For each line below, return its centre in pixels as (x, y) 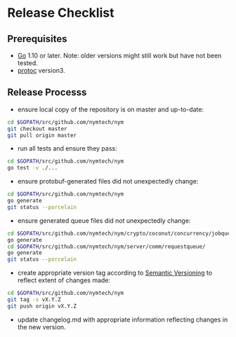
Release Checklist (61, 13)
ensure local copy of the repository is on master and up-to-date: (111, 109)
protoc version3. (41, 70)
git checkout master (38, 129)
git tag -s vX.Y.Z (34, 300)
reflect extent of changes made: (64, 280)
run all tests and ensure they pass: (67, 149)
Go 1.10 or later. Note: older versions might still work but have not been (119, 55)
